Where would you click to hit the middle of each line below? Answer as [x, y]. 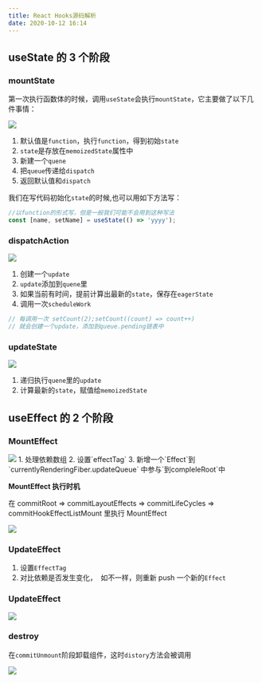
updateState [33, 346]
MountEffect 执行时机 [45, 486]
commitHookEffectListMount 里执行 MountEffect [88, 513]
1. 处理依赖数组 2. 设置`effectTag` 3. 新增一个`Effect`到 [107, 459]
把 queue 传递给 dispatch [57, 171]
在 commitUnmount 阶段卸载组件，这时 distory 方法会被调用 [100, 654]
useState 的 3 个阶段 [59, 57]
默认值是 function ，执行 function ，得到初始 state [99, 141]
